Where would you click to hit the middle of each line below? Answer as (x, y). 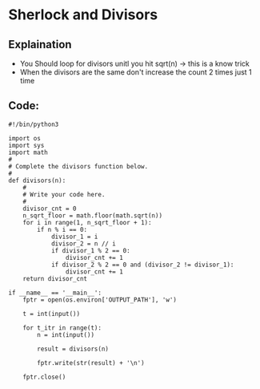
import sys (26, 145)
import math (28, 152)
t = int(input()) (52, 314)
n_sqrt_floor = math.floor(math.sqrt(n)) (92, 215)
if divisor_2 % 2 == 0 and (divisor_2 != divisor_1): (142, 265)
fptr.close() (44, 377)
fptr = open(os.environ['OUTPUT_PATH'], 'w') (100, 300)
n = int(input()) (66, 334)
